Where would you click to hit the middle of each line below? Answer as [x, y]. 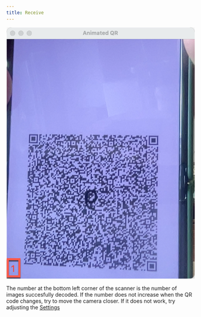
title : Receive [25, 13]
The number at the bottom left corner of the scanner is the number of [92, 288]
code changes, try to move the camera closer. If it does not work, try [91, 301]
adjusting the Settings [33, 307]
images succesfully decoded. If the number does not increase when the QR [99, 294]
